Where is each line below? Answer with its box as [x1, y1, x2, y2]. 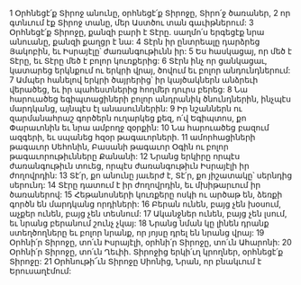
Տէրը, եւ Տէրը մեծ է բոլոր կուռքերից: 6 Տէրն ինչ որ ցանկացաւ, [9, 56, 268, 66]
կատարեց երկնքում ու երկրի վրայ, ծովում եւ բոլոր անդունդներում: [9, 65, 291, 76]
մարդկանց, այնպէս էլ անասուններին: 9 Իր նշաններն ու [9, 103, 242, 113]
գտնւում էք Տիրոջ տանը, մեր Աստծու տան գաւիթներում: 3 [9, 17, 254, 28]
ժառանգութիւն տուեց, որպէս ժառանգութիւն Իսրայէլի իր [9, 161, 250, 171]
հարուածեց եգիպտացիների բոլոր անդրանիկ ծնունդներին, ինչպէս [9, 94, 291, 104]
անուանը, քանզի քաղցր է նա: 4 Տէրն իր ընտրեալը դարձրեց [9, 36, 260, 47]
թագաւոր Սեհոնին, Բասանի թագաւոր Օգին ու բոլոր [9, 141, 229, 152]
